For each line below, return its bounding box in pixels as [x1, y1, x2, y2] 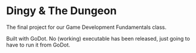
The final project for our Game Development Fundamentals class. [6, 24, 167, 31]
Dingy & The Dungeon [6, 4, 117, 18]
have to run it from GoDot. [6, 41, 71, 48]
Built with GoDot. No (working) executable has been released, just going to [6, 35, 190, 42]
